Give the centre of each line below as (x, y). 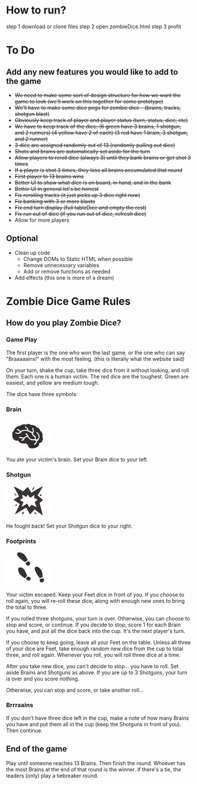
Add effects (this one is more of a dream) (64, 277)
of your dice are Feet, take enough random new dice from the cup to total (95, 648)
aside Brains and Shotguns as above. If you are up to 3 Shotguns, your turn (97, 672)
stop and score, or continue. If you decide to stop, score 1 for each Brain (93, 625)
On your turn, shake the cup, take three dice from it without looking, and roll (98, 370)
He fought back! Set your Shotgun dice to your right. (69, 526)
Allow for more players (42, 220)
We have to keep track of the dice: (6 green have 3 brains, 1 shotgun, (98, 126)
